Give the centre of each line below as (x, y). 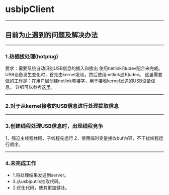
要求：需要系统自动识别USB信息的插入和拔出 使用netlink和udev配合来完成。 (84, 68)
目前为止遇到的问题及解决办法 (52, 35)
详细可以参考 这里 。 (35, 87)
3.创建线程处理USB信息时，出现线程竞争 (54, 126)
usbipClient (30, 9)
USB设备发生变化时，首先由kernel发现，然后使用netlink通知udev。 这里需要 (84, 75)
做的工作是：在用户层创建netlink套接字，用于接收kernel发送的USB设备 (78, 81)
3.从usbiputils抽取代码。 (38, 181)
